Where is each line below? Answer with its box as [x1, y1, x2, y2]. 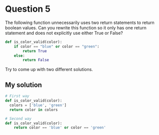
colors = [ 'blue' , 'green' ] [9, 103, 67, 108]
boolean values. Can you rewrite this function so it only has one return [5, 24, 147, 30]
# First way [5, 94, 29, 99]
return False [23, 58, 49, 63]
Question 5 [5, 3, 51, 15]
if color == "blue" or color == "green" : [14, 44, 99, 49]
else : [14, 53, 25, 58]
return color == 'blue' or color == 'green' [14, 125, 106, 130]
